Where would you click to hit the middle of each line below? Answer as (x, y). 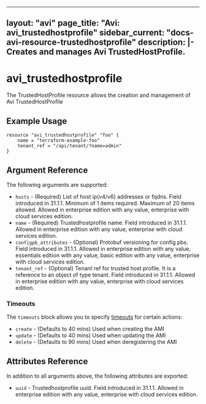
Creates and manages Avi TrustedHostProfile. (96, 52)
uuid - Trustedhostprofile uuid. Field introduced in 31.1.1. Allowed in (99, 388)
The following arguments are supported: (57, 185)
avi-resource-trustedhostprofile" (71, 43)
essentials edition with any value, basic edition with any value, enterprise (107, 255)
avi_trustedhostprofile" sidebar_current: (86, 33)
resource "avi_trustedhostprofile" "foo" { (63, 135)
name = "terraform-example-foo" (59, 141)
